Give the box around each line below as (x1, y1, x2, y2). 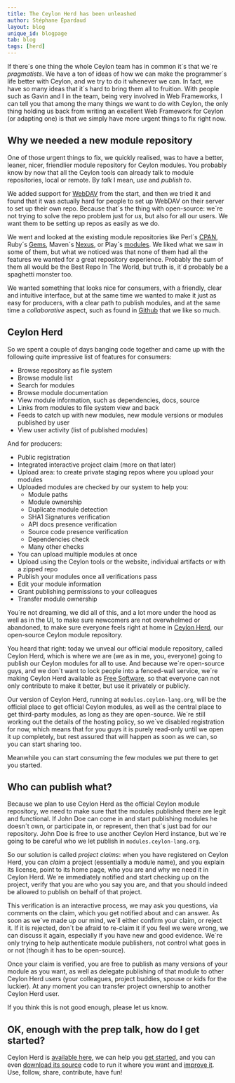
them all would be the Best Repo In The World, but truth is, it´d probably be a (7, 263, 229, 271)
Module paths (27, 490, 68, 498)
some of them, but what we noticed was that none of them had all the (7, 247, 208, 256)
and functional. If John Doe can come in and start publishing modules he (7, 815, 217, 823)
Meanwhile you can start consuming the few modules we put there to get (7, 753, 219, 762)
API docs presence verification (27, 520, 117, 529)
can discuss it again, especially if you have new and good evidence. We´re (7, 931, 223, 940)
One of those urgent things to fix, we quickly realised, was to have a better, (7, 153, 224, 161)
